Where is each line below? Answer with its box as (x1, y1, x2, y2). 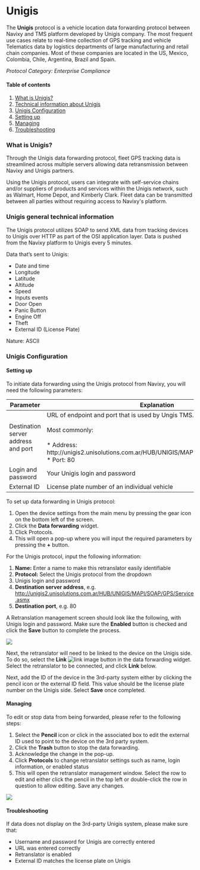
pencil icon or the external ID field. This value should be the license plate (6, 680, 185, 687)
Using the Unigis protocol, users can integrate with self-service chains (6, 179, 179, 186)
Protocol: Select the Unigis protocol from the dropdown (14, 571, 152, 578)
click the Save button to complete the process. (6, 626, 121, 634)
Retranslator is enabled (14, 851, 72, 858)
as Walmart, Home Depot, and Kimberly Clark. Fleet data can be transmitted (6, 191, 192, 198)
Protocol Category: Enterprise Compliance (6, 67, 111, 74)
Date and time (14, 262, 49, 269)
